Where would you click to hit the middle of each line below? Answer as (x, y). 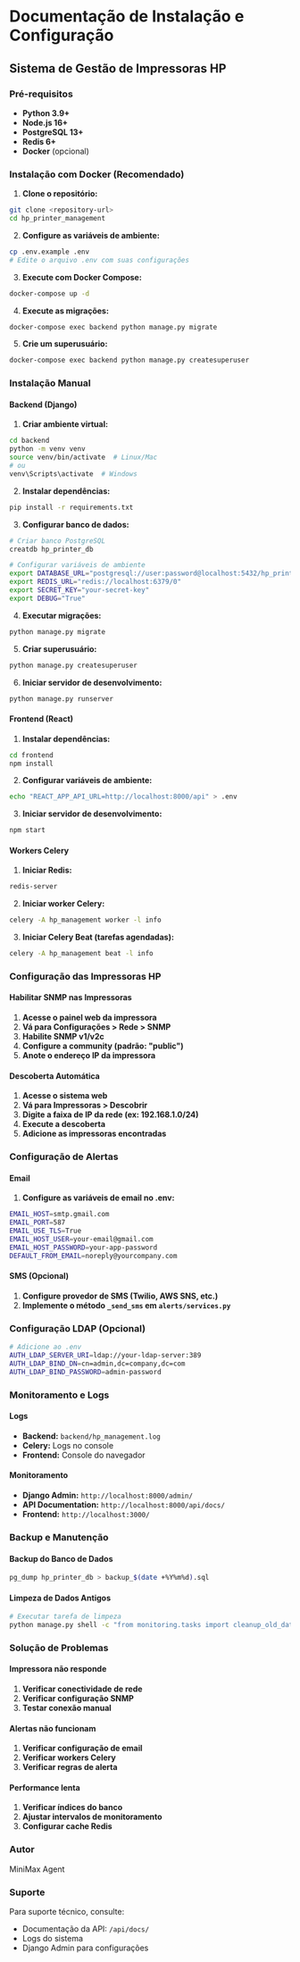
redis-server (33, 887)
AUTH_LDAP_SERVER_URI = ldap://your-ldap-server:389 (105, 1356)
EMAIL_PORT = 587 (37, 1223)
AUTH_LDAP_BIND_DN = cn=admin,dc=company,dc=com (97, 1364)
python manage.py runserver (62, 698)
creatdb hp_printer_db (51, 549)
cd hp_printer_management (57, 219)
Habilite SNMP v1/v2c (63, 1037)
